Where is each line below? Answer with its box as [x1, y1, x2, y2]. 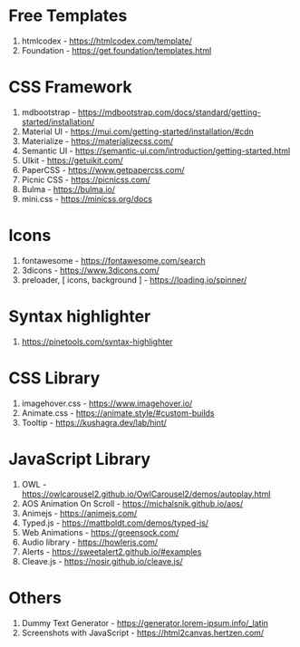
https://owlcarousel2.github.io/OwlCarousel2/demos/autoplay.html [21, 488, 271, 499]
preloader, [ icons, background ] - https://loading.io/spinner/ [21, 274, 247, 285]
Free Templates [8, 5, 128, 26]
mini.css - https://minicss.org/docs [21, 193, 153, 204]
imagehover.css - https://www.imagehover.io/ [21, 398, 193, 409]
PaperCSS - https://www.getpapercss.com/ [21, 164, 185, 175]
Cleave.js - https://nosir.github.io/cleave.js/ [21, 555, 183, 566]
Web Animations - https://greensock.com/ [21, 526, 179, 537]
